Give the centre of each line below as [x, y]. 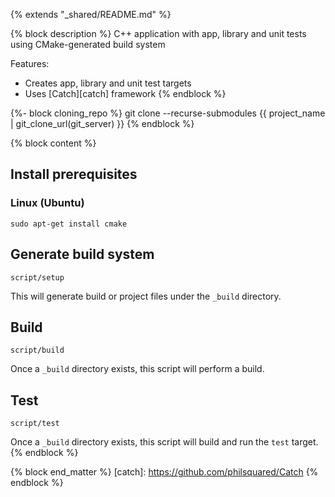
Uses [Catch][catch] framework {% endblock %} [125, 93]
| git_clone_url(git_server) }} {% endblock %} [102, 123]
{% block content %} [53, 143]
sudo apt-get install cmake [69, 224]
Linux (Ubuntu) [47, 203]
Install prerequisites [74, 174]
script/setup [37, 277]
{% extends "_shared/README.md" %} [91, 14]
